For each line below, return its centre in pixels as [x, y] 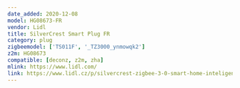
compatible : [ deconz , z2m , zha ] [55, 60]
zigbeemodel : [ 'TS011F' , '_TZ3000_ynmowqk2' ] [76, 47]
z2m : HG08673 [27, 54]
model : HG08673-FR [35, 21]
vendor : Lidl [27, 27]
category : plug [30, 40]
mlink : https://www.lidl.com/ [52, 67]
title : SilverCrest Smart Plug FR [59, 34]
